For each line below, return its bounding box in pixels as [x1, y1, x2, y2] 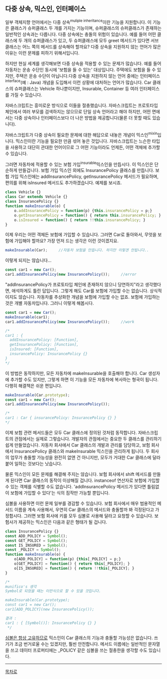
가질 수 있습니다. [10, 92, 42, 98]
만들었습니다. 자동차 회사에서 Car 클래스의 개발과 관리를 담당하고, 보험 [14, 442, 151, 448]
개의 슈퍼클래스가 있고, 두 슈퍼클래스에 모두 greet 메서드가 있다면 [23, 38, 150, 44]
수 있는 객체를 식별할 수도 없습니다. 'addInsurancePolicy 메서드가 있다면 [5, 483, 146, 489]
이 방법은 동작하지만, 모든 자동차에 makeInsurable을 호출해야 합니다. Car [5, 370, 147, 376]
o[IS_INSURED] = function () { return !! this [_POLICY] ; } [14, 566, 135, 571]
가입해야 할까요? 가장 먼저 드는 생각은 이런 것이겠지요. [14, 238, 119, 244]
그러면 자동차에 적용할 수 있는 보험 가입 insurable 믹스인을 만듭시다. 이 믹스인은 [5, 160, 154, 167]
